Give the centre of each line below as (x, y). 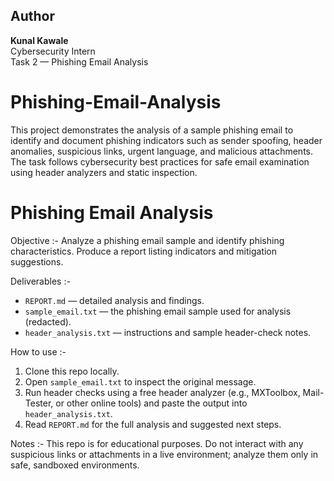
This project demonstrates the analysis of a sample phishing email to (152, 130)
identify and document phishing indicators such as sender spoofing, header (166, 140)
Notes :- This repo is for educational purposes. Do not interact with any (157, 443)
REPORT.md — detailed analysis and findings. (114, 300)
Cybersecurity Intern (53, 51)
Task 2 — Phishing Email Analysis (79, 61)
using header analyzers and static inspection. (104, 172)
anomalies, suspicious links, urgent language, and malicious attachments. (162, 151)
